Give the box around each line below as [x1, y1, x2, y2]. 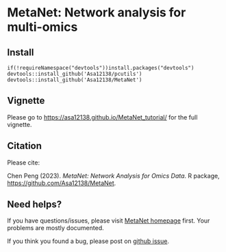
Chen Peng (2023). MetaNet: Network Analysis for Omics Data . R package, [7, 171, 221, 180]
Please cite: [7, 158, 40, 167]
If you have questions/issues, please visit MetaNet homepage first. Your [7, 216, 210, 225]
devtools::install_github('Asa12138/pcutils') [7, 70, 142, 77]
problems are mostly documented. [7, 224, 104, 232]
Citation [7, 140, 42, 152]
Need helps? [7, 199, 62, 210]
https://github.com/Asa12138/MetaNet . [7, 179, 116, 187]
